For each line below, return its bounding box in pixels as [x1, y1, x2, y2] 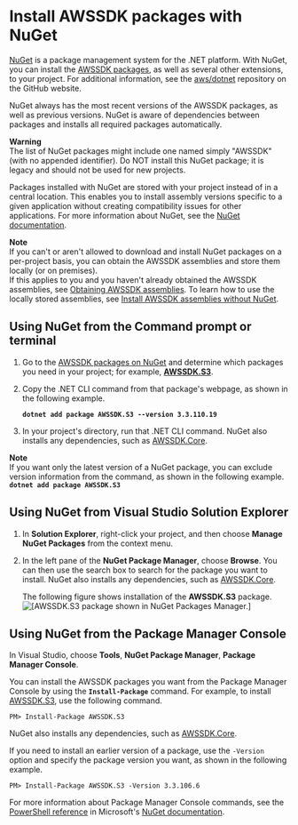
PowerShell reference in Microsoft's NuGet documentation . [9, 806, 225, 817]
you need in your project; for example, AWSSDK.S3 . [21, 366, 214, 377]
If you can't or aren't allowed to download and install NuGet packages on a [9, 246, 282, 257]
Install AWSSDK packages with [9, 6, 242, 27]
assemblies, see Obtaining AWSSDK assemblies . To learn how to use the [9, 284, 275, 294]
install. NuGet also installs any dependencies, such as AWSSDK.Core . [21, 573, 277, 584]
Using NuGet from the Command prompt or [9, 319, 252, 334]
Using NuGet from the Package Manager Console [9, 626, 286, 641]
